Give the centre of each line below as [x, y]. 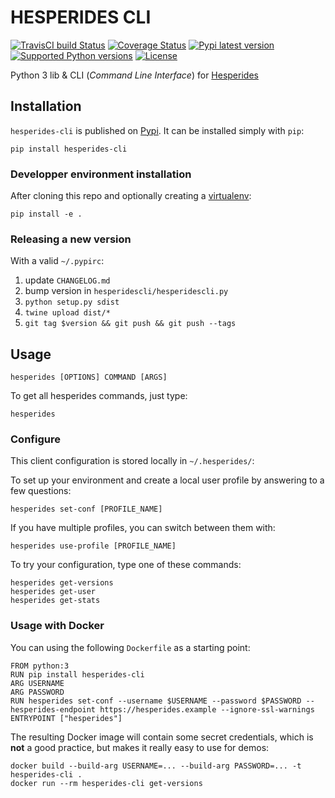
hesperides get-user [53, 592]
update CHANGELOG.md [67, 280]
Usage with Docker [57, 626]
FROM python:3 [40, 666]
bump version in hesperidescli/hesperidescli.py [126, 291]
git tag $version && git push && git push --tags [130, 324]
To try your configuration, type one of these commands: [126, 565]
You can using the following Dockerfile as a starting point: [130, 647]
